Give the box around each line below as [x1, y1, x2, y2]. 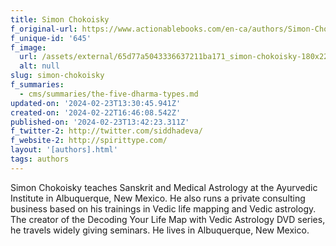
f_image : [10, 42, 47, 53]
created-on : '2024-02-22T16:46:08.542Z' [10, 107, 182, 118]
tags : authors [10, 154, 70, 164]
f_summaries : [10, 80, 65, 90]
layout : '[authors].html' [10, 145, 118, 155]
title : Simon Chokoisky [10, 14, 110, 25]
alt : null [19, 61, 60, 71]
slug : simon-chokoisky [10, 71, 105, 81]
